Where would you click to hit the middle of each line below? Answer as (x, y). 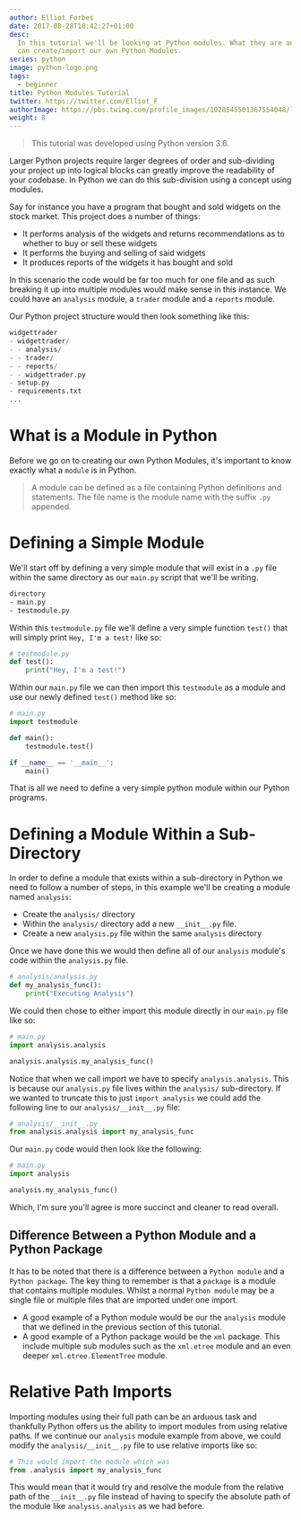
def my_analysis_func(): (56, 985)
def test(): (31, 662)
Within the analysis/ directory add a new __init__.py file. (129, 924)
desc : (19, 34)
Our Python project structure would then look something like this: (129, 316)
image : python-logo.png (54, 68)
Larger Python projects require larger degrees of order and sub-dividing (142, 161)
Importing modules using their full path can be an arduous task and (133, 1417)
